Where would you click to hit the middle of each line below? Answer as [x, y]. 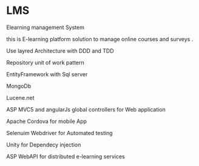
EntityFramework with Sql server [47, 74]
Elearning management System [46, 27]
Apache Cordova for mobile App [46, 121]
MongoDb [19, 86]
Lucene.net [20, 98]
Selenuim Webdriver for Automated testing [60, 133]
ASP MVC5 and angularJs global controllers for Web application [86, 109]
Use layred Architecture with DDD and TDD [60, 51]
